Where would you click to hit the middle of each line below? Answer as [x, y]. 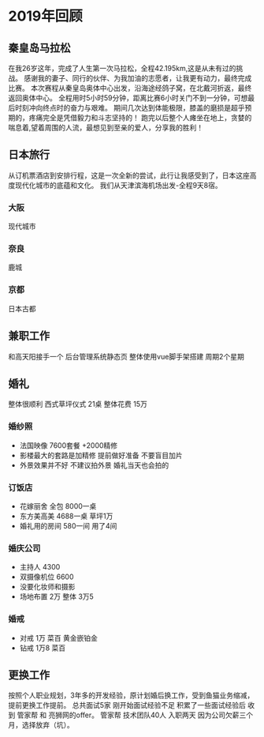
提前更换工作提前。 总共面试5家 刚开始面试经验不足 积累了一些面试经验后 [127, 705]
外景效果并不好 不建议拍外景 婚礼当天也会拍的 [94, 465]
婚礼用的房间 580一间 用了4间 [68, 525]
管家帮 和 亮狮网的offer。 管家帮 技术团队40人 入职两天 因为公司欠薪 [128, 715]
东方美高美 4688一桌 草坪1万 [66, 516]
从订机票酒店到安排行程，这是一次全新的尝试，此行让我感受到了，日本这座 [129, 175]
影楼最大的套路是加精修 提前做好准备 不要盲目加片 [101, 455]
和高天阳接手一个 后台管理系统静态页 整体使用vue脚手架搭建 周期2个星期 [126, 356]
